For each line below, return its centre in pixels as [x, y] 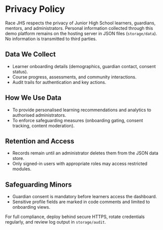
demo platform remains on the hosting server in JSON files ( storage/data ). [81, 33]
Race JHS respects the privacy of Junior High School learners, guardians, [81, 23]
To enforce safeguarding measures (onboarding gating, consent [78, 120]
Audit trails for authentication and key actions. [59, 82]
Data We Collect [30, 54]
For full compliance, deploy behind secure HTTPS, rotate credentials [75, 217]
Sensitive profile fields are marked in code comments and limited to [81, 202]
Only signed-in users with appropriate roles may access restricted [80, 164]
